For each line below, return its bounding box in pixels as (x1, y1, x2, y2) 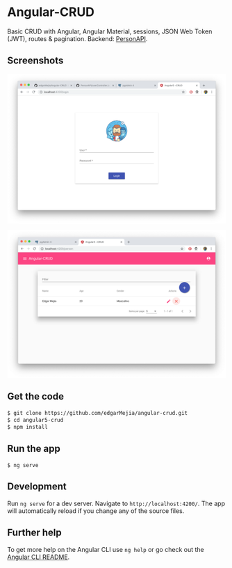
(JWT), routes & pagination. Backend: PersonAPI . (7, 34, 148, 42)
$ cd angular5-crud (7, 417, 64, 424)
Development (7, 481, 67, 493)
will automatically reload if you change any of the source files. (7, 506, 185, 515)
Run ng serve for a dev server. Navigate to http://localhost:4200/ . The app (7, 499, 226, 507)
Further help (7, 527, 63, 539)
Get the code (7, 390, 65, 402)
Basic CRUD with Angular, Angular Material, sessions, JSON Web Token (7, 27, 213, 35)
